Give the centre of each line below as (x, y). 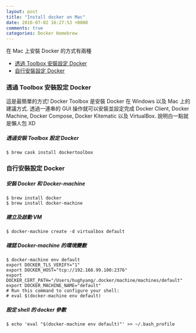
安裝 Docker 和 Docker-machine (46, 184)
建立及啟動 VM (24, 217)
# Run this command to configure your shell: (63, 291)
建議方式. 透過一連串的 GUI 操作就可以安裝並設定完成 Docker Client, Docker (98, 109)
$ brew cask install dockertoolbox (50, 153)
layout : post (22, 11)
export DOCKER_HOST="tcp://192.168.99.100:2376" (67, 270)
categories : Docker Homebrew (42, 34)
